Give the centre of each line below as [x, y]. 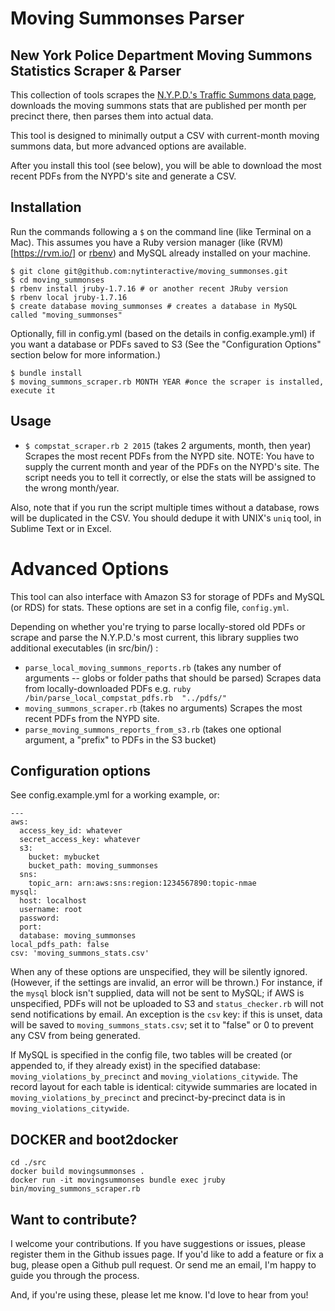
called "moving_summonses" [66, 315]
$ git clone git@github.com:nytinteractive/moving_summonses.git [149, 271]
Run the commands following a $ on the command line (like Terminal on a [161, 231]
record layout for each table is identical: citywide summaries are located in [164, 1087]
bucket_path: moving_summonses [93, 866]
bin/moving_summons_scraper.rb [75, 1189]
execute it [33, 390]
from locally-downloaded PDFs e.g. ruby [108, 688]
